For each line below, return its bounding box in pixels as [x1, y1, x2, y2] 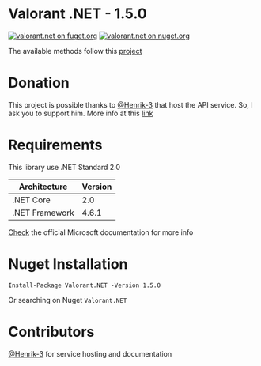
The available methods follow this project [8, 46, 142, 55]
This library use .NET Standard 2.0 [8, 162, 121, 172]
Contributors [8, 323, 95, 341]
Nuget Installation [8, 255, 128, 273]
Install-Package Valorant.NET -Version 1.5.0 [8, 281, 161, 289]
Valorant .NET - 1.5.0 [8, 5, 148, 23]
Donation [8, 74, 70, 92]
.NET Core [12, 194, 51, 206]
